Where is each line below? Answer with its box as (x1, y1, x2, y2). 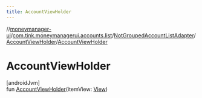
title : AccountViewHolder (6, 8, 71, 15)
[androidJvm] (6, 79, 41, 86)
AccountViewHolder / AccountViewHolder (6, 38, 108, 45)
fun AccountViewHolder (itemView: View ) (6, 85, 108, 93)
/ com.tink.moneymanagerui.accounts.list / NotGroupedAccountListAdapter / (10, 31, 196, 39)
